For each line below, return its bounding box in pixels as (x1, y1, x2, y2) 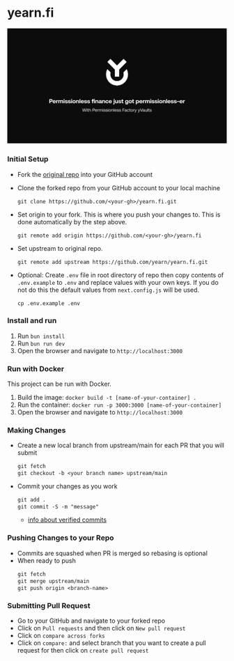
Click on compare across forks (17, 632, 106, 640)
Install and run (7, 316, 57, 325)
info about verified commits (27, 515, 107, 524)
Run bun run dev (17, 339, 65, 348)
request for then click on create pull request (17, 646, 149, 655)
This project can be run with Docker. (7, 380, 111, 388)
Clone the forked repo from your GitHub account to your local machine (17, 183, 221, 192)
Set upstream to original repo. (17, 244, 103, 252)
